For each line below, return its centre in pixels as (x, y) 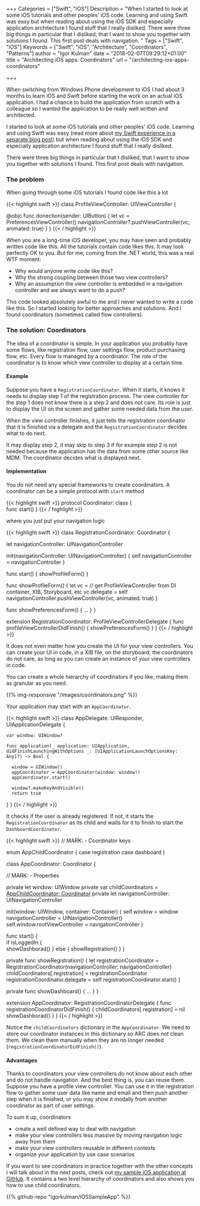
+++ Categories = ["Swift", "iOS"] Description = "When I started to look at (97, 9)
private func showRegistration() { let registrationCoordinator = (83, 960)
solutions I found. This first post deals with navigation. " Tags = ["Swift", (95, 41)
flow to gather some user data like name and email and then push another (97, 1093)
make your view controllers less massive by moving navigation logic (99, 1135)
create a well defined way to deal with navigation (75, 1129)
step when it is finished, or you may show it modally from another (87, 1099)
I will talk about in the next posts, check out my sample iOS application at (96, 1172)
